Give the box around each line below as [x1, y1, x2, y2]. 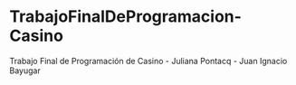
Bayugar [9, 65, 41, 76]
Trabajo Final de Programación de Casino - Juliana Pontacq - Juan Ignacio [9, 55, 288, 66]
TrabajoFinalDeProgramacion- [9, 6, 243, 27]
